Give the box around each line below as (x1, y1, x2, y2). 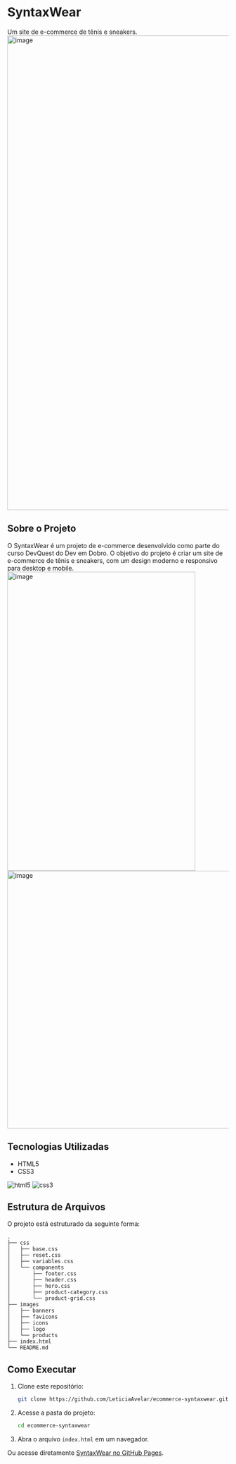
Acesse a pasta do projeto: (17, 1408, 96, 1417)
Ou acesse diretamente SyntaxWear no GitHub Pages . (7, 1449, 164, 1457)
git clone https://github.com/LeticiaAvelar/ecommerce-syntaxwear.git (17, 1396, 229, 1403)
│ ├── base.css (7, 1246, 58, 1253)
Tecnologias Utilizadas (7, 1141, 110, 1153)
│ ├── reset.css (7, 1252, 61, 1259)
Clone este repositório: (17, 1382, 84, 1391)
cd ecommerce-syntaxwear (17, 1422, 91, 1429)
